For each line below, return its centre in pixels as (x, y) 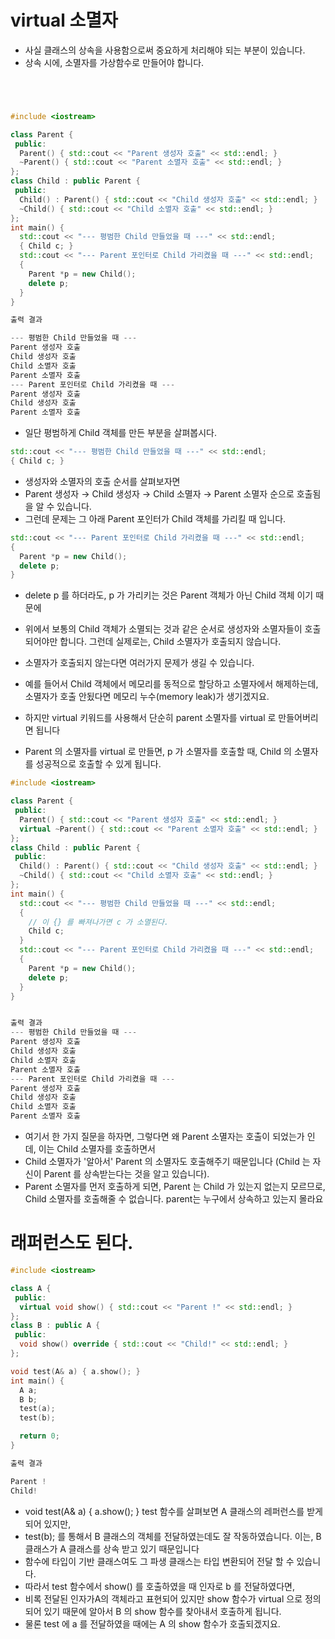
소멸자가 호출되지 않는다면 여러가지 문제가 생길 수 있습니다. (139, 663)
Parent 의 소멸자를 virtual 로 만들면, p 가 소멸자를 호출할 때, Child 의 (158, 752)
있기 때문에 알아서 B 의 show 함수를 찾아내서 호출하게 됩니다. (162, 1611)
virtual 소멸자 (64, 20)
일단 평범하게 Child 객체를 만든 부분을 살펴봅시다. (121, 433)
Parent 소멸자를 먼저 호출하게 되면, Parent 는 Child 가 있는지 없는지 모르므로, (175, 1187)
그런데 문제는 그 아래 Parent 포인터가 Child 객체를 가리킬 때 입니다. (155, 518)
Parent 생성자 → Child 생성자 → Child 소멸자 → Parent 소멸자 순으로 (159, 493)
